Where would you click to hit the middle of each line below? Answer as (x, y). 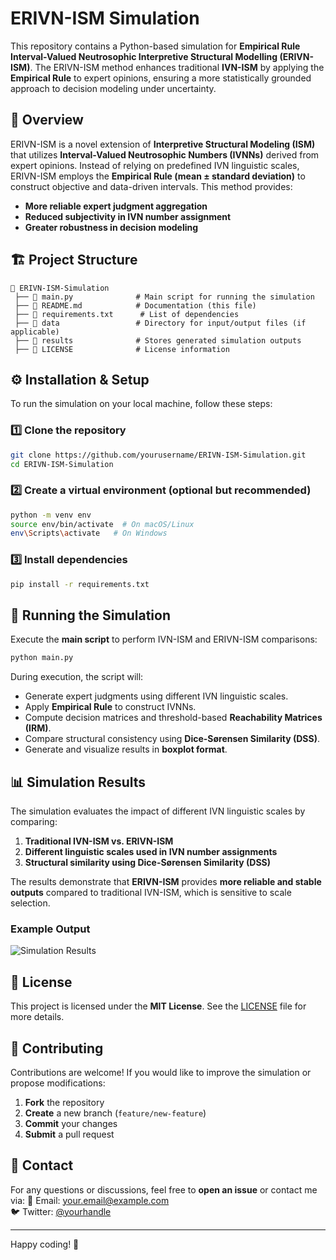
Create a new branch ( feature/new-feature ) (115, 1113)
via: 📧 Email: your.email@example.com (90, 1200)
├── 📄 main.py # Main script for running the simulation (164, 297)
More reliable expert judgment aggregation (116, 206)
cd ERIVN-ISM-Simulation (62, 464)
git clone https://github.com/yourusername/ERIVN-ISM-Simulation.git (158, 455)
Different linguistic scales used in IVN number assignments (151, 852)
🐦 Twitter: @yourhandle (61, 1211)
